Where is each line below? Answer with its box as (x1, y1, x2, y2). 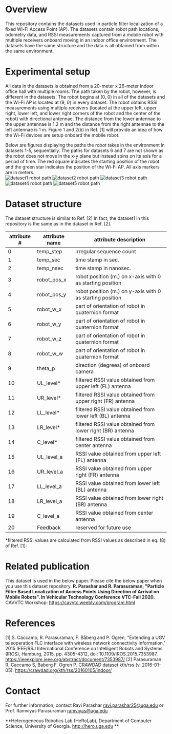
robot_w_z (36, 335, 62, 342)
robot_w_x (36, 306, 62, 313)
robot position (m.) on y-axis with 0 (75, 288, 161, 295)
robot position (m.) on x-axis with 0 (75, 273, 161, 280)
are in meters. (5, 169, 35, 175)
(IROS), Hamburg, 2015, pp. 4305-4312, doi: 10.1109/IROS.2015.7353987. (5, 651, 158, 657)
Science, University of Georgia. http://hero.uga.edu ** (5, 723, 119, 729)
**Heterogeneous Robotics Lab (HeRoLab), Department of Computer (5, 718, 152, 724)
